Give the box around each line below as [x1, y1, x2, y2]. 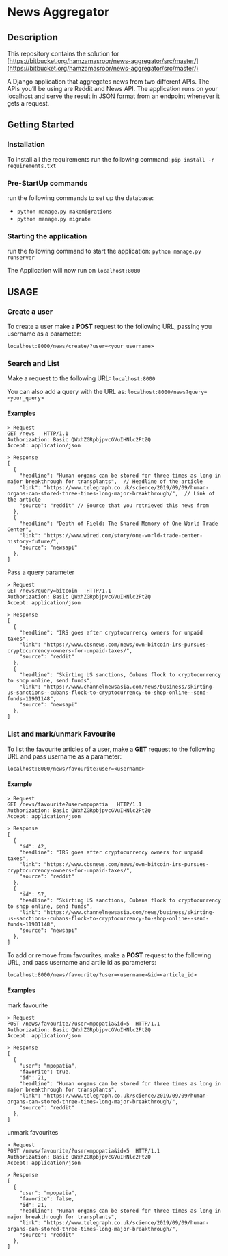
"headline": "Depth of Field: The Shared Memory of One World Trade [19, 520, 218, 528]
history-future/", [7, 539, 59, 545]
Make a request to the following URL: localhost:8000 [7, 374, 156, 382]
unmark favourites [7, 1129, 59, 1137]
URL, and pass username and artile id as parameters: [7, 958, 157, 966]
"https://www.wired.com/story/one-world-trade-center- [43, 532, 203, 539]
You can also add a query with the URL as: [7, 388, 126, 396]
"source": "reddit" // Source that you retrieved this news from [19, 502, 210, 509]
